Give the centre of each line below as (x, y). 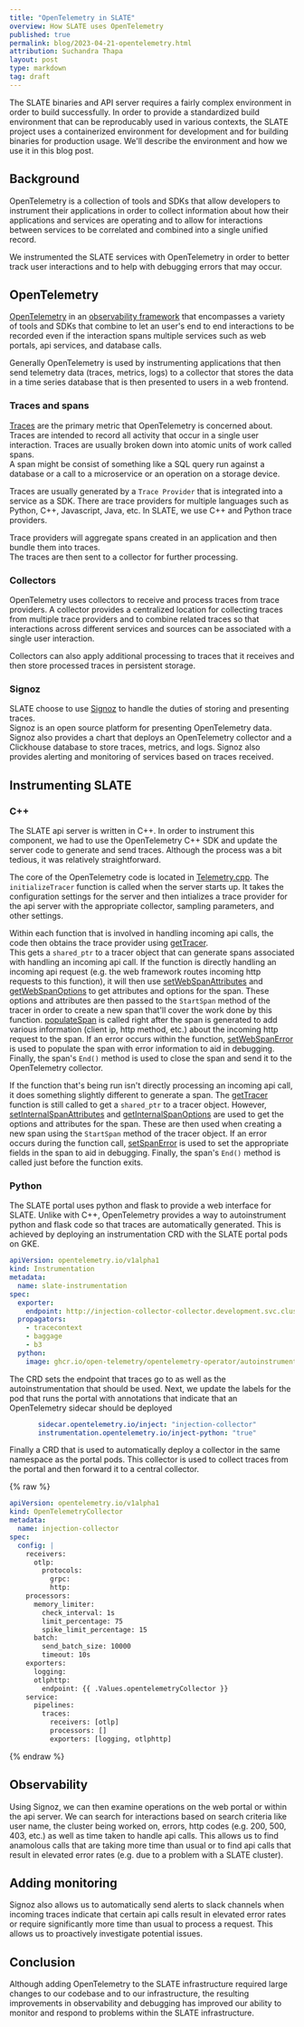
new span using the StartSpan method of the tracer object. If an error (138, 1133)
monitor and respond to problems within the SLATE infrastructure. (132, 2013)
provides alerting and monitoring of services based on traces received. (142, 757)
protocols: (62, 1571)
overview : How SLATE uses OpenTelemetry (87, 26)
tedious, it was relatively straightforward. (85, 859)
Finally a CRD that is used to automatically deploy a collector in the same (145, 1450)
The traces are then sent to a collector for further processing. (123, 557)
